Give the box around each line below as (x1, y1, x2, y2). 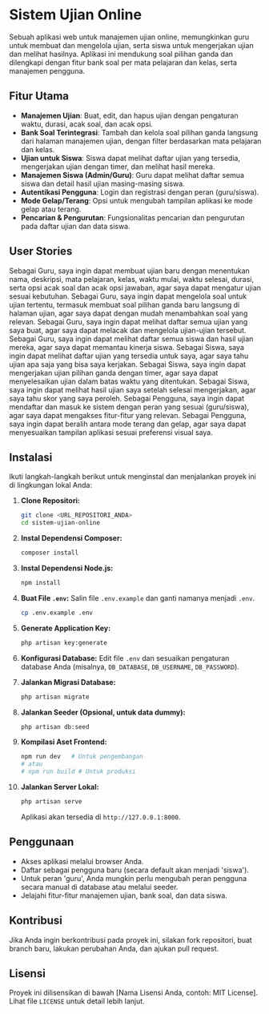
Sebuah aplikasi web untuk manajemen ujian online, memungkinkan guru (9, 32, 250, 42)
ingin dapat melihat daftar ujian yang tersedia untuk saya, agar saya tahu (9, 351, 249, 360)
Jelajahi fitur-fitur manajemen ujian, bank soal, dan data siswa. (20, 891, 227, 900)
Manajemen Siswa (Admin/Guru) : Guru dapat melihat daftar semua (20, 170, 245, 179)
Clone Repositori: (20, 496, 81, 505)
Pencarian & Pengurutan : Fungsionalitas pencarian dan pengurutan (20, 212, 245, 222)
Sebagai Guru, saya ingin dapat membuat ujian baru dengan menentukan (9, 266, 251, 276)
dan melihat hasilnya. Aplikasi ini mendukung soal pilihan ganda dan (9, 49, 234, 58)
